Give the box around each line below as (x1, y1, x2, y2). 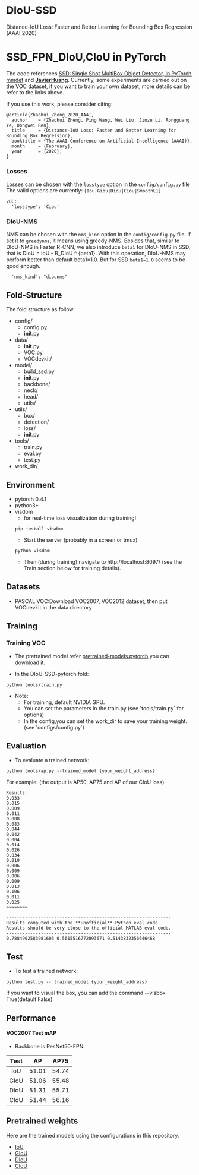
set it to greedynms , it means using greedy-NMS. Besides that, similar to (6, 237, 180, 244)
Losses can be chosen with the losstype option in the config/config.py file (6, 181, 190, 188)
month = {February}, (11, 143, 73, 149)
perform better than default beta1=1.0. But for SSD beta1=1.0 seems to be (6, 256, 186, 263)
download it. (14, 659, 46, 666)
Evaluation (6, 741, 46, 751)
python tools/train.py (6, 681, 62, 688)
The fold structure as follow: (6, 306, 75, 313)
